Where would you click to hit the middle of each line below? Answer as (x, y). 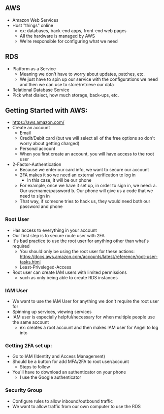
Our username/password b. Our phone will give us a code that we (86, 191)
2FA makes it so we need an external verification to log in (78, 175)
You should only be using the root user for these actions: (77, 251)
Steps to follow (35, 367)
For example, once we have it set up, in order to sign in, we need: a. (88, 186)
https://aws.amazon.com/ (38, 122)
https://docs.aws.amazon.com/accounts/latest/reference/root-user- (89, 257)
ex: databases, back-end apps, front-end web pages (73, 30)
